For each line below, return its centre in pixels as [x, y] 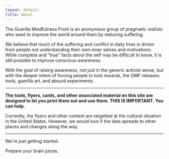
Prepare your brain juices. [32, 151]
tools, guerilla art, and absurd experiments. [50, 81]
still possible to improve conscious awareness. [54, 60]
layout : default [22, 10]
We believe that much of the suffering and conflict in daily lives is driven [80, 44]
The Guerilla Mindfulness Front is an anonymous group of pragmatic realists [84, 29]
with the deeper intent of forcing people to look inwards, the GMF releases [82, 75]
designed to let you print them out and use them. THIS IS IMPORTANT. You [84, 100]
